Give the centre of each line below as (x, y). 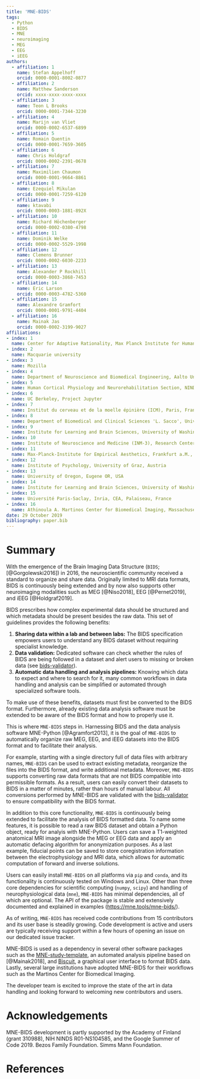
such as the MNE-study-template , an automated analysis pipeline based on (98, 955)
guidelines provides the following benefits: (58, 623)
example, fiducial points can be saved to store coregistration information (95, 851)
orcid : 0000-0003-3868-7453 (51, 277)
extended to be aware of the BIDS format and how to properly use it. (90, 715)
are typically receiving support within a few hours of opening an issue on (96, 931)
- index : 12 (21, 460)
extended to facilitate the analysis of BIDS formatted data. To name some (96, 820)
